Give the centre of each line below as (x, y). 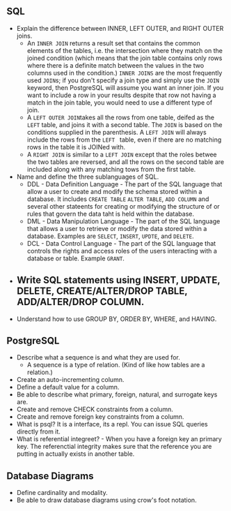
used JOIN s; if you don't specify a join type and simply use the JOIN (123, 80)
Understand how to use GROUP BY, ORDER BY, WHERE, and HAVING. (117, 319)
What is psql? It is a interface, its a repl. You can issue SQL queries (112, 424)
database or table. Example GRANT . (75, 258)
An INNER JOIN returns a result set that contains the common (113, 43)
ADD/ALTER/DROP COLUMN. (80, 302)
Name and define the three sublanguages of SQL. (88, 177)
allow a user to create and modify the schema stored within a (114, 191)
